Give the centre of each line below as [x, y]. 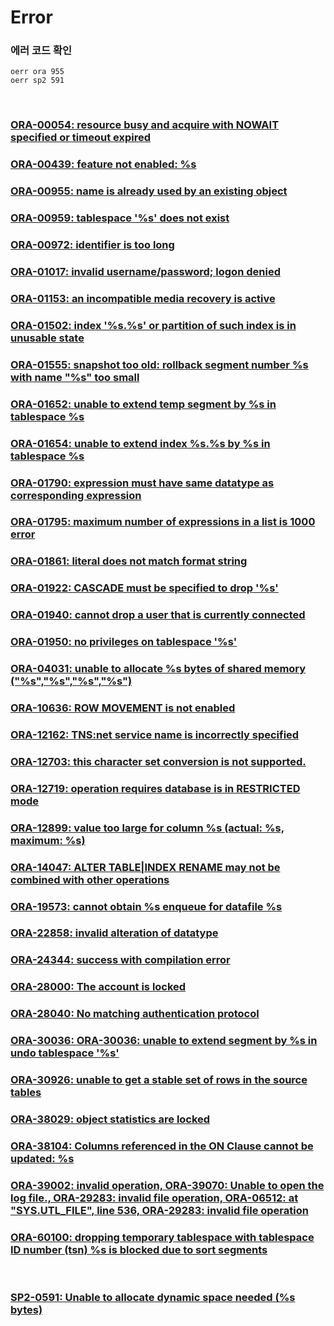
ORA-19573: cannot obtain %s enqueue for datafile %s [146, 906]
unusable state [47, 338]
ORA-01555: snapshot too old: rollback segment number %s [159, 364]
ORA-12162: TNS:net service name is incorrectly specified [155, 734]
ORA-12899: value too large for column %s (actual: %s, [147, 828]
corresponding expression [76, 495]
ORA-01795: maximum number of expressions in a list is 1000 [163, 522]
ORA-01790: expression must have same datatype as [142, 483]
